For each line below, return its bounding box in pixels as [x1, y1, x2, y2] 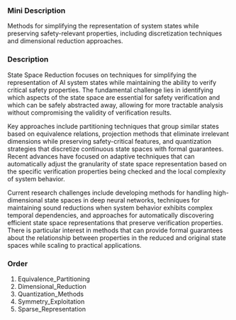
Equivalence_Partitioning [17, 275, 91, 283]
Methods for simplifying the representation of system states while [7, 22, 200, 30]
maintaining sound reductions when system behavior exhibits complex [7, 203, 213, 212]
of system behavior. [7, 174, 65, 183]
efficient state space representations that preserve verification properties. [7, 218, 223, 227]
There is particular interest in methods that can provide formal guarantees [7, 226, 223, 234]
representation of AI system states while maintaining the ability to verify [7, 78, 217, 86]
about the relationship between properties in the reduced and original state [7, 233, 227, 242]
